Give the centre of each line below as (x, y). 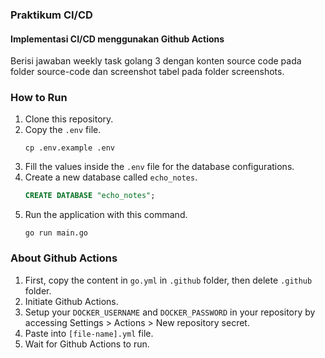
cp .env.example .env (69, 148)
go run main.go (56, 233)
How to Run (39, 98)
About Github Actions (64, 258)
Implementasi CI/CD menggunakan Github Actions (117, 39)
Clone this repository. (69, 119)
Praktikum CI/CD (51, 15)
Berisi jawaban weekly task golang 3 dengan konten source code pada (156, 61)
